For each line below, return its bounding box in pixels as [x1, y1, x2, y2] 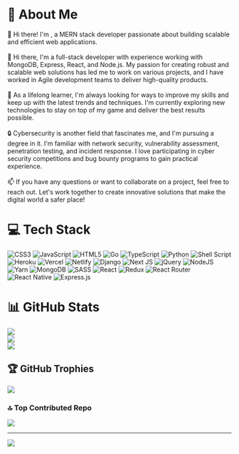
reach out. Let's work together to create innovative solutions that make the [7, 187, 226, 196]
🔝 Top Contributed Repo [7, 403, 92, 413]
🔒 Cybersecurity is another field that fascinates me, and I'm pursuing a [7, 128, 215, 138]
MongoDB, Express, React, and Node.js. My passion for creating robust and [7, 60, 229, 68]
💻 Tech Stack [7, 222, 91, 238]
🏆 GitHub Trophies [7, 363, 95, 375]
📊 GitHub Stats [7, 299, 100, 316]
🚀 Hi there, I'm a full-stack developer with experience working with [7, 53, 203, 61]
